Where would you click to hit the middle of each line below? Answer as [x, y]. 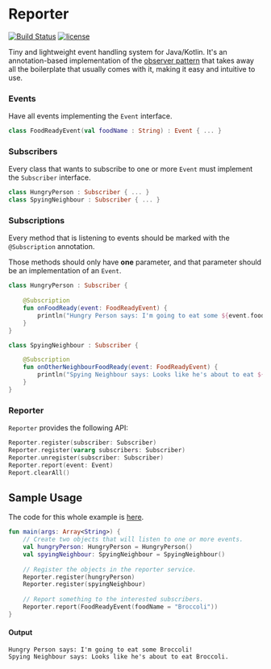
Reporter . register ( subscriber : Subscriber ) [83, 443]
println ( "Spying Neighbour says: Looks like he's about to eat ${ [151, 375]
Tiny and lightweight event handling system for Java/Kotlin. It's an [118, 52]
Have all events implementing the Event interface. [90, 116]
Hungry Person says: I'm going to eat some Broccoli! [101, 650]
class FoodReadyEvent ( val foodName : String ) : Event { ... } [115, 131]
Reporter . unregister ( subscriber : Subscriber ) [86, 457]
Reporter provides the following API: [69, 428]
